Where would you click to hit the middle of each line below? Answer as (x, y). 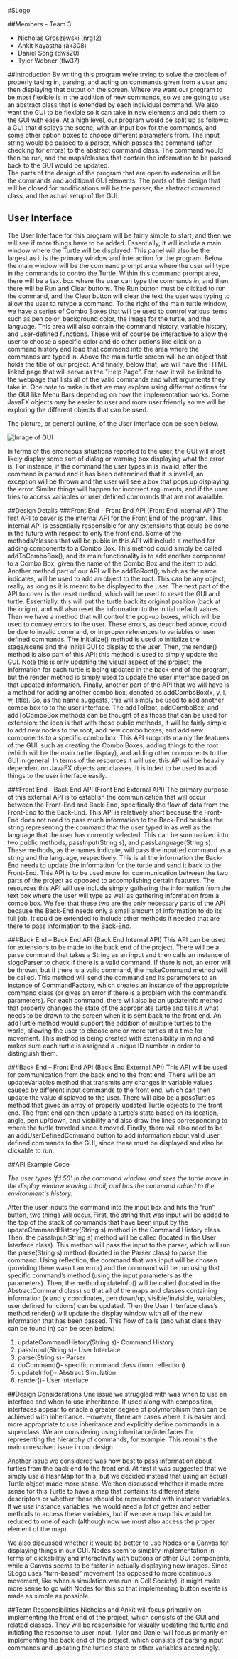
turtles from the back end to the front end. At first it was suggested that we (117, 1468)
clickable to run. (31, 1150)
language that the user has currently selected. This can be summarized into (118, 834)
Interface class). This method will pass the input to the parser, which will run (119, 1245)
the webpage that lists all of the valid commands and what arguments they (116, 379)
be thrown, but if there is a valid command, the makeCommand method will (117, 970)
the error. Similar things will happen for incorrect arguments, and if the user (118, 489)
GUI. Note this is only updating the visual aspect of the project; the (105, 662)
